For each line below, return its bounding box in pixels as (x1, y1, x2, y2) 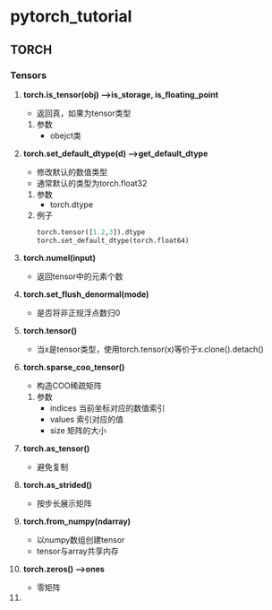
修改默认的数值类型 (36, 166, 108, 177)
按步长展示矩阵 (36, 498, 92, 509)
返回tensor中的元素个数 (36, 271, 123, 282)
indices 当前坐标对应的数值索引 (49, 402, 166, 414)
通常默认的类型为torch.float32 (36, 178, 148, 188)
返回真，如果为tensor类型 (36, 108, 132, 118)
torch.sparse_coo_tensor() (22, 362, 125, 372)
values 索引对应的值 (49, 414, 124, 424)
